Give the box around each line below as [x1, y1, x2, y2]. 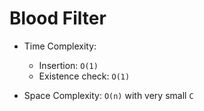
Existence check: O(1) [38, 70, 131, 82]
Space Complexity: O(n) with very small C [23, 89, 194, 101]
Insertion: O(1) [38, 59, 99, 71]
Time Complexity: [23, 40, 97, 52]
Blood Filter [9, 7, 107, 30]
